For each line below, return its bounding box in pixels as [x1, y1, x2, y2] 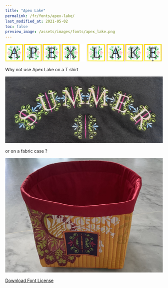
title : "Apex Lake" [5, 8, 46, 13]
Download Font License [5, 277, 54, 283]
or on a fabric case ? [5, 148, 47, 154]
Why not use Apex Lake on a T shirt [5, 66, 79, 72]
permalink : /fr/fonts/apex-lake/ [5, 13, 75, 19]
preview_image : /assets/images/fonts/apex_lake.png [5, 29, 115, 35]
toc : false [5, 24, 28, 29]
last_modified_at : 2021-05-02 [5, 19, 68, 24]
